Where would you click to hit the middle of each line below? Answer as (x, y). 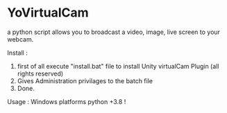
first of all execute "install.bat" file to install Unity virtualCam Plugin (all (118, 66)
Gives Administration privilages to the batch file (85, 80)
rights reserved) (40, 73)
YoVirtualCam (48, 13)
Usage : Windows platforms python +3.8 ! (67, 101)
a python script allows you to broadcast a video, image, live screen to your (114, 32)
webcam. (20, 39)
